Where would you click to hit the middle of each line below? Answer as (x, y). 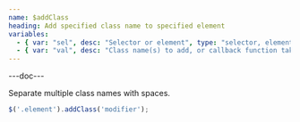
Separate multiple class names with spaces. (90, 94)
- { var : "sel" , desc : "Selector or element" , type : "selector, (139, 42)
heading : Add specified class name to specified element (117, 26)
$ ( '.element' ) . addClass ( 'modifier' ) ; (79, 110)
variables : (29, 34)
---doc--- (26, 76)
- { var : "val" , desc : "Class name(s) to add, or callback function (147, 51)
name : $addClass (39, 17)
